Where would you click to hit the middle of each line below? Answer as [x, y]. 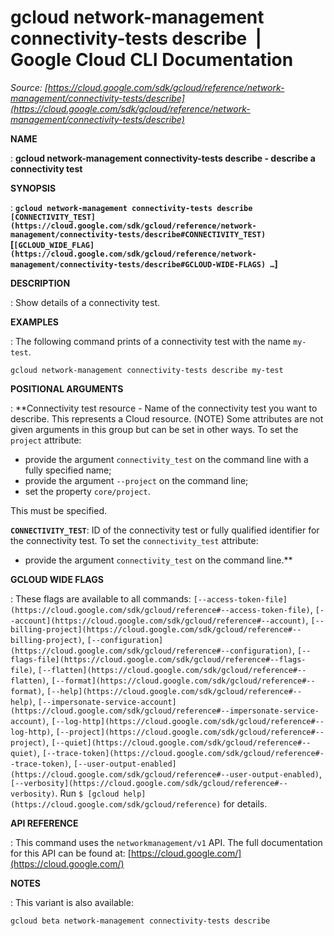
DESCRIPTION [40, 283]
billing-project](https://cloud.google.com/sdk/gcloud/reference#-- [156, 629]
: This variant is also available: [72, 902]
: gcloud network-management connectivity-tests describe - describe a [163, 158]
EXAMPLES [34, 322]
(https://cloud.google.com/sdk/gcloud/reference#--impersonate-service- [165, 711]
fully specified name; [68, 470]
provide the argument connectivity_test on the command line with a [166, 459]
